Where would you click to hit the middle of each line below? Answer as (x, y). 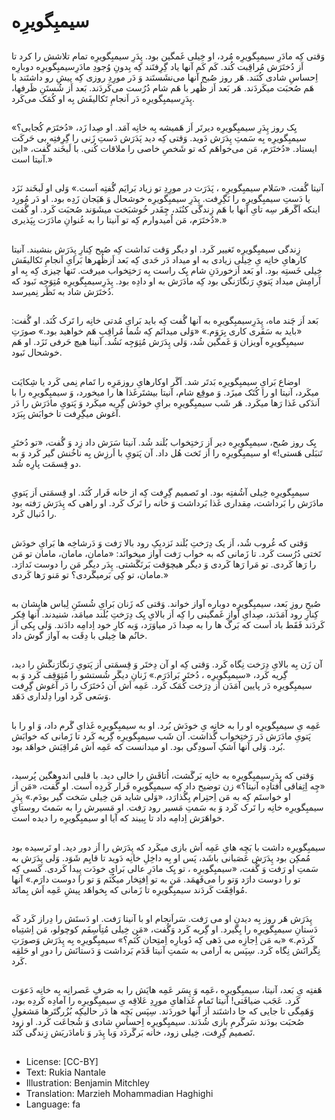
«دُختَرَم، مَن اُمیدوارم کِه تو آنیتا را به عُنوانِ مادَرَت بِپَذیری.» (119, 220)
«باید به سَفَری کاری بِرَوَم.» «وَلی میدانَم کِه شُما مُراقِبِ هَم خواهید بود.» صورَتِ (157, 331)
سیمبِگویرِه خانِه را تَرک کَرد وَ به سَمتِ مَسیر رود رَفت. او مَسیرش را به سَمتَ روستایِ (167, 807)
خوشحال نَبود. (37, 352)
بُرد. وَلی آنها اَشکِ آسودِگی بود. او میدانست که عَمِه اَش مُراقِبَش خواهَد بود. (148, 746)
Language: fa (53, 1104)
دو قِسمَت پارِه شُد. (46, 463)
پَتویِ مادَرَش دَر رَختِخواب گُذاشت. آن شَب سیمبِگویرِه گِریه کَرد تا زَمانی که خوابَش (161, 736)
